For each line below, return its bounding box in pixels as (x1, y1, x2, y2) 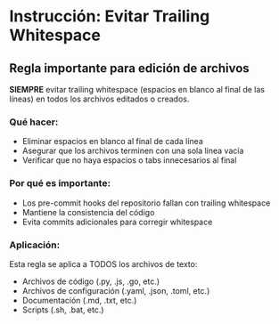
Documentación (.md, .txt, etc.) (21, 295, 137, 305)
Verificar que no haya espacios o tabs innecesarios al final (21, 155, 237, 166)
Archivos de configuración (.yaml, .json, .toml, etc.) (21, 285, 210, 296)
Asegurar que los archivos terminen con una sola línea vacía (21, 145, 244, 157)
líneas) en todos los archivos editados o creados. (9, 93, 190, 104)
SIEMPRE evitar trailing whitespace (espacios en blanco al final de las (9, 85, 266, 94)
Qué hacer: (9, 116, 59, 128)
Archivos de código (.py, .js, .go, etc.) (21, 276, 160, 287)
